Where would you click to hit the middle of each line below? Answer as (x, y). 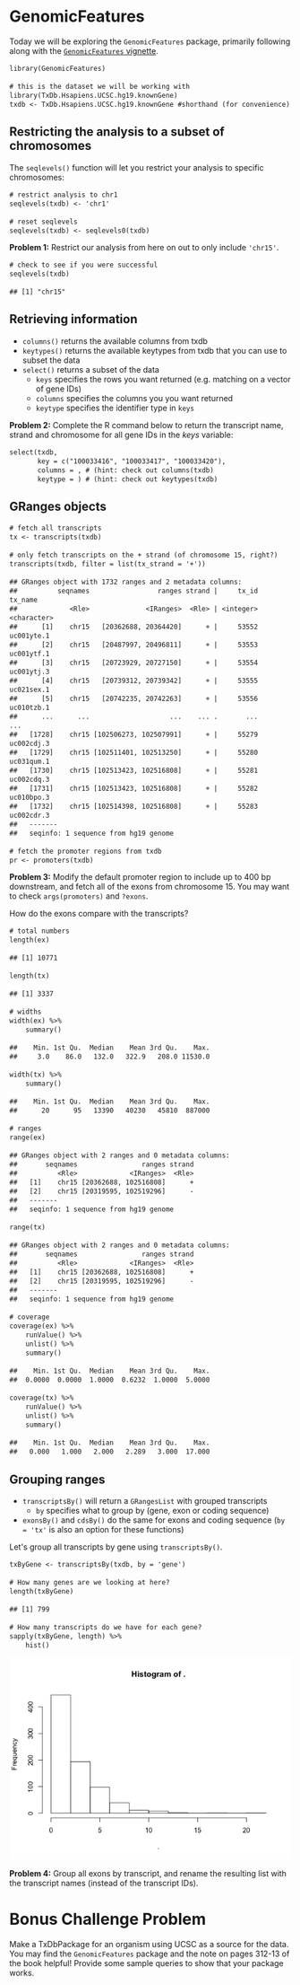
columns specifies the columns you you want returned (134, 398)
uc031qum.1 (30, 762)
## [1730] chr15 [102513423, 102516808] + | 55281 (133, 771)
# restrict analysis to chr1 (64, 195)
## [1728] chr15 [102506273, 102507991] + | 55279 (133, 735)
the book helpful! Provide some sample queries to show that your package (146, 1963)
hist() (38, 1646)
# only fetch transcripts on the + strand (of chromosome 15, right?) (144, 555)
